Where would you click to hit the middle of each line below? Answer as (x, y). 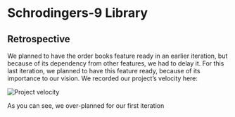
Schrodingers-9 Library (78, 13)
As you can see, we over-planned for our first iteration (86, 106)
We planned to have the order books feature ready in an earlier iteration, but (118, 56)
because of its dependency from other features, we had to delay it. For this (116, 63)
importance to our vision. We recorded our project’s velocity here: (103, 78)
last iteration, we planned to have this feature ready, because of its (104, 71)
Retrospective (39, 39)
